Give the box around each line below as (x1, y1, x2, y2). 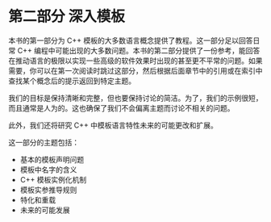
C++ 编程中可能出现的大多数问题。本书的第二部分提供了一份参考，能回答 (17, 45, 261, 55)
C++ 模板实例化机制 (19, 174, 87, 184)
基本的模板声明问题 (19, 154, 85, 164)
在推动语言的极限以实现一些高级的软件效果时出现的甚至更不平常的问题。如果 (8, 56, 263, 65)
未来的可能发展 (19, 205, 70, 215)
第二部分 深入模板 (8, 7, 125, 26)
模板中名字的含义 (19, 165, 77, 174)
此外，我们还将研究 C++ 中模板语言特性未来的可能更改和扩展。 (8, 120, 218, 130)
